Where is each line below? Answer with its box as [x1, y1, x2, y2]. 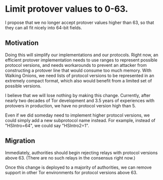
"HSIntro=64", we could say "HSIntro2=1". [5, 122, 89, 128]
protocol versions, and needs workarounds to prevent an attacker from [5, 62, 147, 68]
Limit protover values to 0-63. [5, 3, 128, 15]
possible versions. [5, 83, 42, 89]
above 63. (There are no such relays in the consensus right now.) [5, 155, 136, 160]
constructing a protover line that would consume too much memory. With [5, 67, 152, 73]
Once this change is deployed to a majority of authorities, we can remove [5, 164, 152, 170]
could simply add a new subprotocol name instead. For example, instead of [5, 117, 156, 123]
